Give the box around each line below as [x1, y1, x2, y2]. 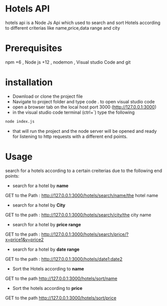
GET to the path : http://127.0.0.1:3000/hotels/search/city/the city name [5, 212, 151, 218]
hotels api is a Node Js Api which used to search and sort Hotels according [5, 20, 160, 26]
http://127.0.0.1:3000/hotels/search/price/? [41, 231, 129, 237]
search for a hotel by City [12, 202, 66, 208]
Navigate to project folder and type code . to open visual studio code [12, 98, 155, 104]
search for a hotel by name [12, 183, 69, 189]
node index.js [5, 119, 35, 124]
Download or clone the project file [12, 93, 83, 99]
